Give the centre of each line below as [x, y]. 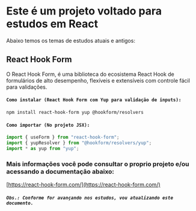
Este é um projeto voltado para [84, 11]
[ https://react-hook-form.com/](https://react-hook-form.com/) [83, 184]
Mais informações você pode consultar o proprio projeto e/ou [98, 164]
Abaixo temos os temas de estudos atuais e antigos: [71, 40]
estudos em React [52, 24]
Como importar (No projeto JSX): [48, 125]
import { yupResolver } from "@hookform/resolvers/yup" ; [79, 143]
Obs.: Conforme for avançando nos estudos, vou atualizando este [90, 198]
